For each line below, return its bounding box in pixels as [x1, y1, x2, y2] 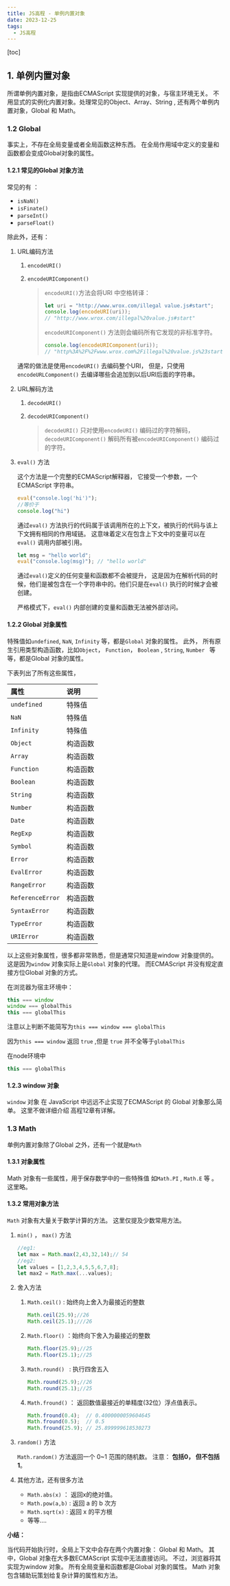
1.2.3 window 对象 [7, 1081, 60, 1090]
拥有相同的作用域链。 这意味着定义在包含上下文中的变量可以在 [29, 529, 206, 538]
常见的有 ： [7, 183, 39, 191]
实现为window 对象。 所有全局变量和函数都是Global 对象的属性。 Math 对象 [7, 1563, 221, 1571]
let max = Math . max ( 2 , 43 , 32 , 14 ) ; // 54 [16, 1251, 128, 1258]
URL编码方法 [16, 247, 54, 255]
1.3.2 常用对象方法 [7, 1200, 59, 1208]
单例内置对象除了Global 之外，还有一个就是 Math [7, 1141, 142, 1149]
